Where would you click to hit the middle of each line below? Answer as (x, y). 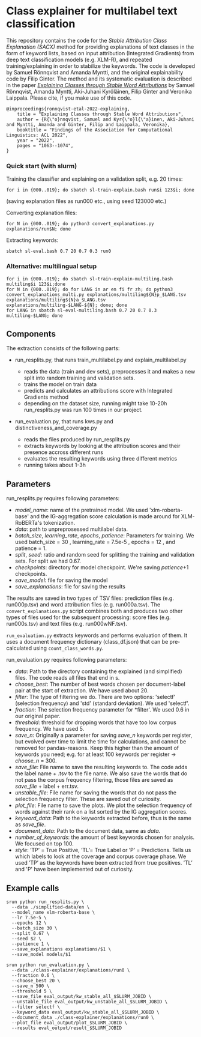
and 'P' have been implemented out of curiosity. (74, 869)
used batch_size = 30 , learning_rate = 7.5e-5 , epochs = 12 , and (95, 542)
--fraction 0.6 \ (33, 975)
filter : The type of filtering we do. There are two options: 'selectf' (95, 697)
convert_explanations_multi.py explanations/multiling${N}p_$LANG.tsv (96, 295)
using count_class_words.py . (68, 648)
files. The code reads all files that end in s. (67, 678)
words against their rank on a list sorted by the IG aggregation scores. (101, 812)
